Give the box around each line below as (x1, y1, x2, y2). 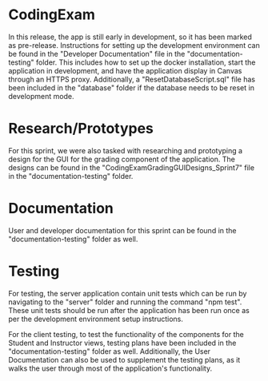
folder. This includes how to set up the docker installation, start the (35, 58, 256, 67)
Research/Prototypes (8, 120, 154, 137)
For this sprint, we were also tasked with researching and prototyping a (8, 145, 242, 155)
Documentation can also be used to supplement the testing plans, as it (8, 355, 241, 364)
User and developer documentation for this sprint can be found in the (8, 225, 238, 235)
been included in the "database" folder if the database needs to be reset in (8, 82, 254, 93)
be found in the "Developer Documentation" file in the (8, 49, 186, 58)
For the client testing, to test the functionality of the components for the (8, 329, 244, 339)
